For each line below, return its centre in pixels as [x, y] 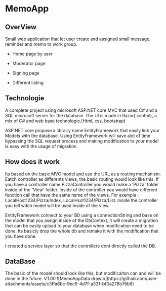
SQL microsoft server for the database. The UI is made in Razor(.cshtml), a [81, 115]
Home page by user [32, 54]
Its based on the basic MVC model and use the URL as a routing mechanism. [83, 174]
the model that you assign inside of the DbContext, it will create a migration [82, 220]
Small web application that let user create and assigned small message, [78, 39]
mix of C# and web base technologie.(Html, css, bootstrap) [65, 121]
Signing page [26, 73]
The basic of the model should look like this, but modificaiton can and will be [83, 273]
